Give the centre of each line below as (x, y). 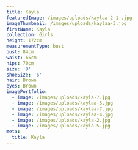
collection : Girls (30, 35)
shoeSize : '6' (24, 75)
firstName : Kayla (28, 29)
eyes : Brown (21, 86)
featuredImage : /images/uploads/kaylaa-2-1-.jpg (69, 18)
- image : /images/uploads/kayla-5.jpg (61, 126)
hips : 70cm (20, 63)
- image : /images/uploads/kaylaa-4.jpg (63, 114)
